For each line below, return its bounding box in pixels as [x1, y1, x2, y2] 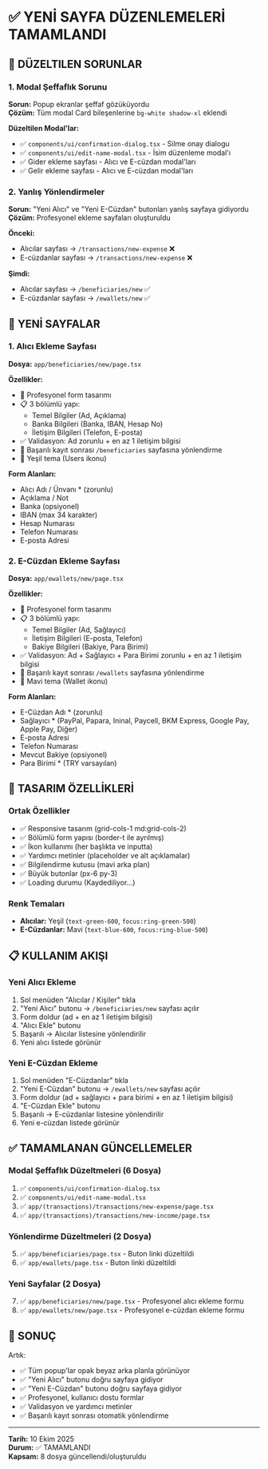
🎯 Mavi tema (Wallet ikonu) [19, 676, 108, 687]
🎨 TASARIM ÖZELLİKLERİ [8, 782, 134, 795]
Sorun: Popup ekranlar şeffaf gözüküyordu [8, 99, 150, 109]
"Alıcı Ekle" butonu [19, 1020, 81, 1030]
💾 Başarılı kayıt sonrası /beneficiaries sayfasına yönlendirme [19, 444, 223, 455]
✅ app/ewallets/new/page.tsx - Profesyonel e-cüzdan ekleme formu [19, 1305, 245, 1315]
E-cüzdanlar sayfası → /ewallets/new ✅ [19, 293, 151, 303]
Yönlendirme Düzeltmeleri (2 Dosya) [8, 1231, 152, 1242]
